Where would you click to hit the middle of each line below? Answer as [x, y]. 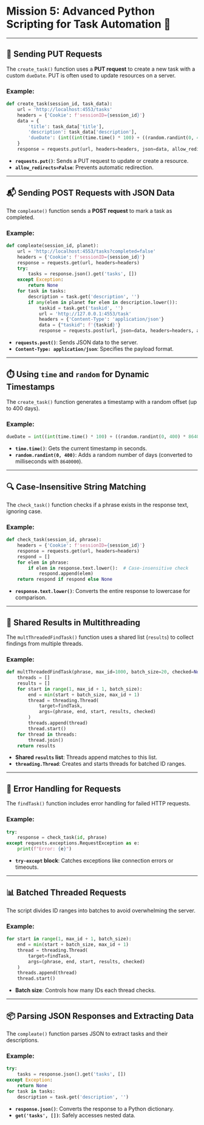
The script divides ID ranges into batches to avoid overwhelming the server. [101, 910]
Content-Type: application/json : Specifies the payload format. [94, 349]
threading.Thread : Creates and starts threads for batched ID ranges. [100, 764]
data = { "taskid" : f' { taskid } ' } [80, 325]
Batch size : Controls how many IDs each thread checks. [85, 990]
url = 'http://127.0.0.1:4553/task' [85, 314]
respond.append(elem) [66, 574]
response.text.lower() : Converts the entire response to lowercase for [103, 591]
